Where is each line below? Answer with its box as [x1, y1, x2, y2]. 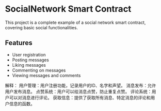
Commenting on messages [12, 67, 66, 73]
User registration [12, 52, 46, 57]
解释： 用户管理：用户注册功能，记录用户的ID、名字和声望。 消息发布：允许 [5, 82, 156, 88]
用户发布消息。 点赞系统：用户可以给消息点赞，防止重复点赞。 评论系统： [5, 89, 152, 94]
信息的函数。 [9, 101, 35, 107]
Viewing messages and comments [12, 72, 81, 78]
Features [5, 39, 32, 47]
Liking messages [12, 62, 46, 68]
